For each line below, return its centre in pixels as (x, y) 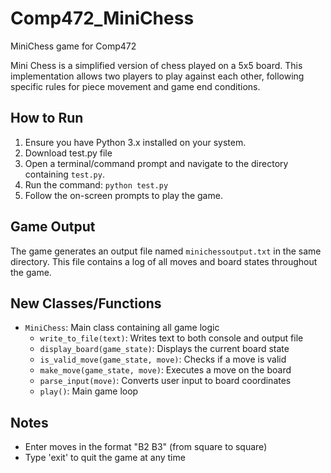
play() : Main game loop (89, 391)
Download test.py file (68, 153)
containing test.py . (64, 174)
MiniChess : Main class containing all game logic (122, 328)
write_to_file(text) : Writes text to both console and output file (171, 338)
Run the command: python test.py (96, 184)
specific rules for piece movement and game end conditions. (135, 86)
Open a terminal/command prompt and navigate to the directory (156, 163)
